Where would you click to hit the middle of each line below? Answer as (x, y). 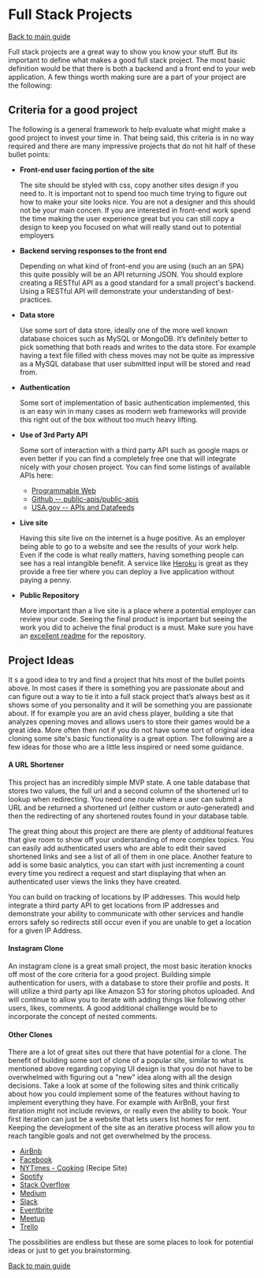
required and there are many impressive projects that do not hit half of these (132, 146)
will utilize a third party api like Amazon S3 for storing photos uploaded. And (132, 991)
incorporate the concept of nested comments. (83, 1016)
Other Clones (30, 1034)
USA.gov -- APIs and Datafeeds (83, 507)
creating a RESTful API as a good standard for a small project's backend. (138, 283)
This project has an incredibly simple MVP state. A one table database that (129, 782)
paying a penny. (46, 580)
